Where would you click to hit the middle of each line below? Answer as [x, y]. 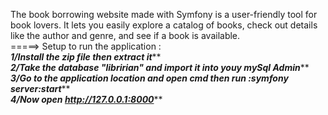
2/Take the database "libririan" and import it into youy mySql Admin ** [160, 67]
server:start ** [40, 88]
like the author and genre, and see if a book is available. [125, 35]
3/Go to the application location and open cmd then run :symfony [149, 78]
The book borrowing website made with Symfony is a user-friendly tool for [164, 14]
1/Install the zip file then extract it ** [86, 57]
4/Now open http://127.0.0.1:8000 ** [86, 99]
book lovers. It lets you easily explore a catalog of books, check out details [164, 25]
